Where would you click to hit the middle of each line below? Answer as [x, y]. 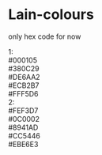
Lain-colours [51, 15]
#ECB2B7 [24, 85]
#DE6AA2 [25, 77]
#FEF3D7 [23, 110]
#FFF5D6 [23, 93]
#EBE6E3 [23, 144]
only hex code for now [45, 36]
